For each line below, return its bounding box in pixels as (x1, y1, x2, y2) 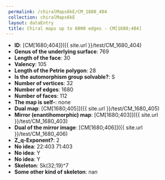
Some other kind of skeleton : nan (14, 168, 98, 176)
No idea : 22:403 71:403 (14, 143, 73, 150)
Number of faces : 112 (14, 92, 68, 100)
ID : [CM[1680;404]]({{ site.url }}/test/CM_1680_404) (14, 42, 142, 49)
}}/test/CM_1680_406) (14, 131, 68, 138)
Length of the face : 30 (14, 54, 71, 61)
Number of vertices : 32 (14, 80, 73, 87)
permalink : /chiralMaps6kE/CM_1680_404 (8, 8, 108, 15)
